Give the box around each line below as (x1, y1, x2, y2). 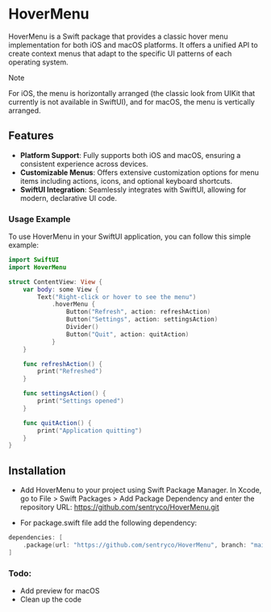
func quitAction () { (23, 418, 92, 427)
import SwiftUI (8, 256, 60, 264)
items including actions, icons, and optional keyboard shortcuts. (19, 176, 233, 185)
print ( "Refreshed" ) (37, 368, 103, 376)
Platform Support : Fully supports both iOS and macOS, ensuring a (19, 150, 241, 160)
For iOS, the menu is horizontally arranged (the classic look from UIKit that (8, 88, 256, 98)
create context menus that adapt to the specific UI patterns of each (8, 48, 232, 58)
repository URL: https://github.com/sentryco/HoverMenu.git (19, 502, 219, 512)
